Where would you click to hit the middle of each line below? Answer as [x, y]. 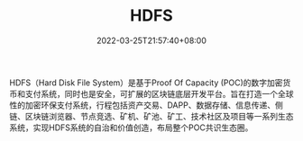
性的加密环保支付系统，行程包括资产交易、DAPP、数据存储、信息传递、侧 [147, 105]
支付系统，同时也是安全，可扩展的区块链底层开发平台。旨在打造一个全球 [159, 93]
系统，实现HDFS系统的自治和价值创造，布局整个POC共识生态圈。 [131, 128]
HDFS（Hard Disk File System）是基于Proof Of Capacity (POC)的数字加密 [146, 83]
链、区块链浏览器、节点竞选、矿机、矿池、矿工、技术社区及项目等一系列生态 [151, 116]
